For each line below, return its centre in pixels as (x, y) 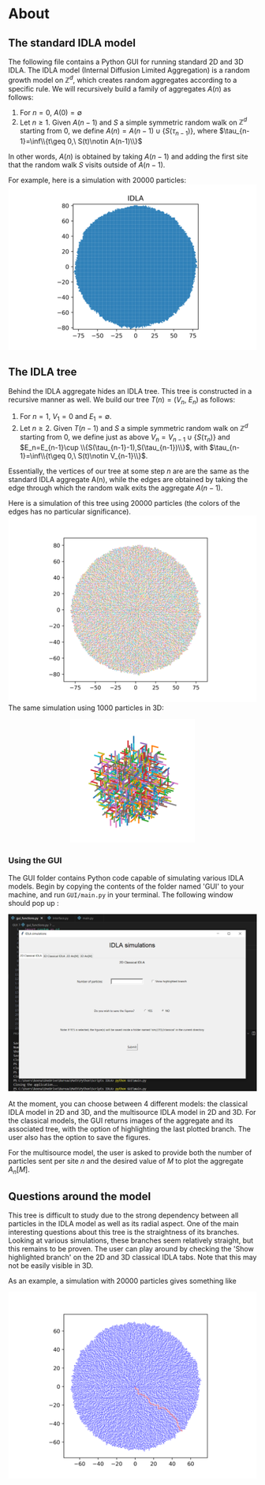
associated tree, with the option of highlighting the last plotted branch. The (129, 1129)
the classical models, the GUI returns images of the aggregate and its (121, 1120)
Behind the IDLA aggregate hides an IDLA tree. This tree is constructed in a (130, 391)
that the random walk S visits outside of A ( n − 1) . (87, 165)
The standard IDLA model (72, 43)
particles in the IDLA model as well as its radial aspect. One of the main (123, 1224)
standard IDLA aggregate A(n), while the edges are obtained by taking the (128, 479)
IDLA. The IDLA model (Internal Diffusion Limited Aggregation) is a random (129, 70)
